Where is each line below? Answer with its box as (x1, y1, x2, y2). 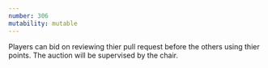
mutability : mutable (8, 19, 79, 28)
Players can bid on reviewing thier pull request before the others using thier (8, 41, 261, 51)
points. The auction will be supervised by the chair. (8, 50, 179, 60)
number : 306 (8, 11, 49, 20)
